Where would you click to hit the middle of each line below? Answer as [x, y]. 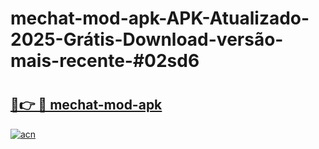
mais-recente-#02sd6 [105, 61]
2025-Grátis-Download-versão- [147, 39]
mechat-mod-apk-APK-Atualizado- [160, 18]
